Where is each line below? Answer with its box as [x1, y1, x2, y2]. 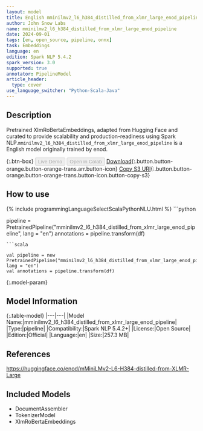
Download [106, 157, 132, 165]
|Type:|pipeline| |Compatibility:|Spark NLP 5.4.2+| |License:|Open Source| [6, 325, 191, 332]
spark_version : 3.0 [6, 59, 56, 65]
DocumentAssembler [14, 405, 68, 412]
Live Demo [38, 158, 62, 165]
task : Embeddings [6, 43, 50, 49]
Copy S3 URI [118, 165, 151, 173]
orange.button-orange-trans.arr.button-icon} [6, 165, 118, 173]
